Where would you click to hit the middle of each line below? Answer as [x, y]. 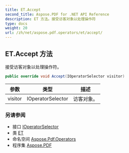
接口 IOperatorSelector [35, 126]
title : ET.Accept [23, 10]
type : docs [16, 24]
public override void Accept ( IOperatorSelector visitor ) [65, 76]
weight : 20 [16, 28]
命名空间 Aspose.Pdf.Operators [44, 139]
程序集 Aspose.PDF [32, 145]
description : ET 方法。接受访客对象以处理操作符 [50, 19]
